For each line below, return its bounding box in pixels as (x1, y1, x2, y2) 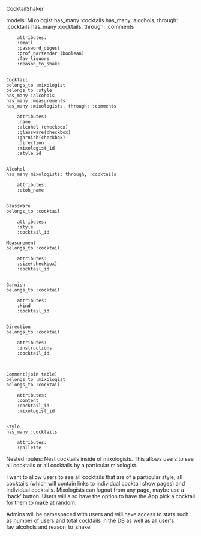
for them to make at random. (6, 499, 77, 506)
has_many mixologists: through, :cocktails (6, 171, 117, 177)
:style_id (17, 150, 42, 156)
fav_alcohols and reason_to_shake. (6, 523, 92, 531)
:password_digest (17, 45, 61, 51)
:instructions (17, 345, 52, 351)
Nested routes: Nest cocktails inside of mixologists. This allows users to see (6, 455, 194, 462)
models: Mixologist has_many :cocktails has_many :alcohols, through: (6, 17, 178, 23)
